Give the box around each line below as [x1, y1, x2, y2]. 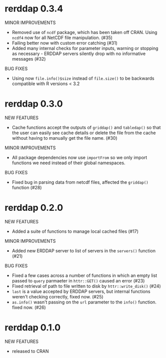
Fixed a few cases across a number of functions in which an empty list [11, 272, 157, 278]
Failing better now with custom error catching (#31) [11, 40, 118, 46]
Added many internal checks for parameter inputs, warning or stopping [11, 45, 158, 51]
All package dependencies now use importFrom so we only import [11, 154, 147, 160]
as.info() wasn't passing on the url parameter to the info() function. [11, 299, 157, 305]
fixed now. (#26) [11, 304, 46, 310]
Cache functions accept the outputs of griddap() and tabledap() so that [11, 124, 161, 130]
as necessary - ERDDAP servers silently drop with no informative [11, 51, 146, 57]
